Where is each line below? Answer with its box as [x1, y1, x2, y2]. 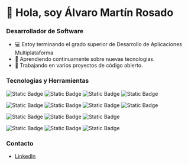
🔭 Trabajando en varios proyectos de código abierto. [14, 62, 143, 69]
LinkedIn [14, 153, 36, 160]
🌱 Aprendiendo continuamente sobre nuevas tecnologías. [14, 56, 155, 63]
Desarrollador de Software [6, 27, 84, 35]
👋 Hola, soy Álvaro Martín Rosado [6, 6, 174, 20]
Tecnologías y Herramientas [6, 77, 89, 85]
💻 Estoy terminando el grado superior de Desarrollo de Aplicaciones [14, 41, 182, 48]
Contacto [6, 139, 34, 147]
